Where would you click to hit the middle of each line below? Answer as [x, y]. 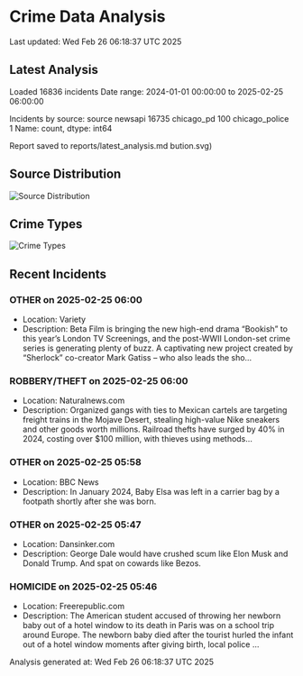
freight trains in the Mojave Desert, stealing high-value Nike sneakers [151, 420]
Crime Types [46, 224]
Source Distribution [65, 174]
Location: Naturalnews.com [73, 401]
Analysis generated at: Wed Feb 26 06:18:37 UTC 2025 [112, 662]
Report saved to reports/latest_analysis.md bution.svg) [111, 145]
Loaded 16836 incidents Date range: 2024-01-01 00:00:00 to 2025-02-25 [147, 91]
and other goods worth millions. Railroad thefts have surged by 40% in [154, 429]
